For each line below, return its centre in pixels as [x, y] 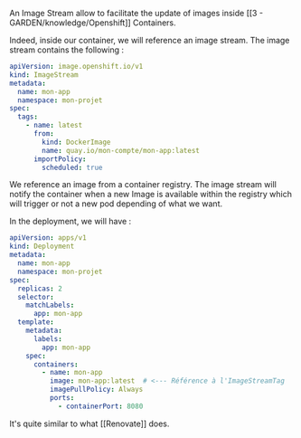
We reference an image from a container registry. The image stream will [143, 185]
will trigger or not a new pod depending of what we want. [116, 204]
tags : [28, 117]
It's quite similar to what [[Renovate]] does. [89, 424]
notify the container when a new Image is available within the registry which [150, 195]
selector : [36, 297]
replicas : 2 [40, 289]
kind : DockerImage [76, 142]
